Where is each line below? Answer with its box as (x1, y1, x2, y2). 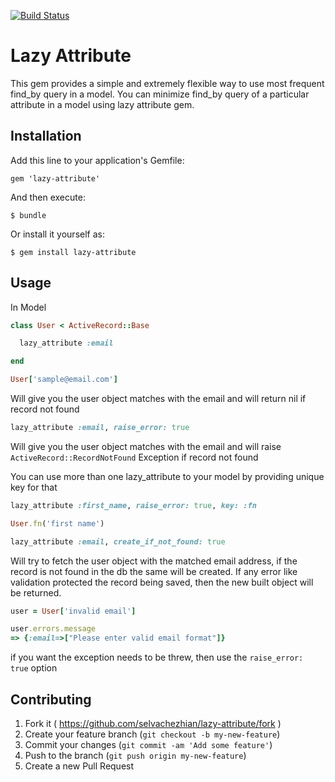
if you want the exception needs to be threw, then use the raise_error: (10, 651, 304, 664)
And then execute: (10, 191, 86, 203)
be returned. (10, 586, 62, 599)
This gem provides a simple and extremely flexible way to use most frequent (10, 77, 325, 89)
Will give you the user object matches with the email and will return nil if (10, 393, 307, 405)
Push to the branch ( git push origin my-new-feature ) (24, 750, 247, 761)
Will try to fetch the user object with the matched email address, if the (10, 555, 298, 567)
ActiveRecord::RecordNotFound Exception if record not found (10, 451, 259, 463)
